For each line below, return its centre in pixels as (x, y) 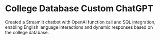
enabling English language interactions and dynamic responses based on (79, 27)
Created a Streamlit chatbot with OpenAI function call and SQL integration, (80, 22)
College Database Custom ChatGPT (79, 9)
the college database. (27, 32)
